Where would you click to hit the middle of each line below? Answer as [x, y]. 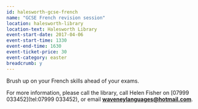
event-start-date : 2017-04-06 [45, 35]
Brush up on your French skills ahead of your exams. [73, 81]
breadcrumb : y [25, 63]
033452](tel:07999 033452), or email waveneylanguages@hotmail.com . [100, 99]
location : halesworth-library [45, 23]
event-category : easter [37, 58]
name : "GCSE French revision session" [56, 18]
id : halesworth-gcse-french [42, 12]
